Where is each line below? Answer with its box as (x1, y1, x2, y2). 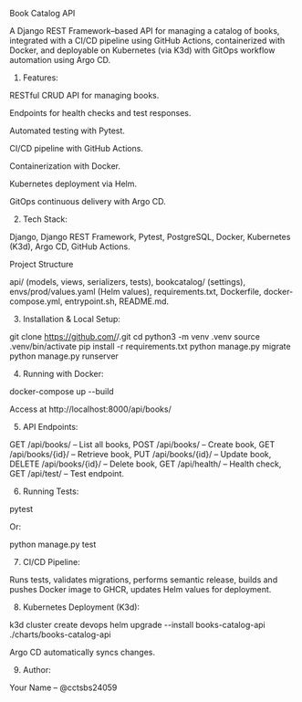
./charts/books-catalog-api (9, 629, 111, 640)
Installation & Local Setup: (22, 314, 121, 324)
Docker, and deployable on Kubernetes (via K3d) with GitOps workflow (9, 45, 276, 56)
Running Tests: (22, 486, 79, 497)
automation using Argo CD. (9, 55, 111, 65)
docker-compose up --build (9, 386, 114, 396)
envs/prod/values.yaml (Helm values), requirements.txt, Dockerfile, (9, 287, 262, 297)
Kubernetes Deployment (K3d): (22, 602, 140, 613)
